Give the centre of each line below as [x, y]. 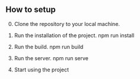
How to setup [31, 10]
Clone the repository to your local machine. [67, 24]
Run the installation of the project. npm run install [74, 35]
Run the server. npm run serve [51, 58]
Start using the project [42, 70]
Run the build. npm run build [49, 47]
